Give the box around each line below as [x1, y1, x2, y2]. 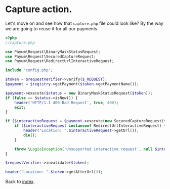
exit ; [14, 105, 26, 110]
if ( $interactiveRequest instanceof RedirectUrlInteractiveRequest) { [14, 123, 166, 128]
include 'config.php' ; [5, 68, 53, 73]
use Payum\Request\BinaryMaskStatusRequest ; [5, 49, 101, 54]
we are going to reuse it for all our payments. [5, 25, 99, 31]
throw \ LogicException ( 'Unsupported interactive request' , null [14, 147, 153, 152]
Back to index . [5, 178, 35, 185]
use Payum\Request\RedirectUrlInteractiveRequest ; [5, 59, 114, 64]
